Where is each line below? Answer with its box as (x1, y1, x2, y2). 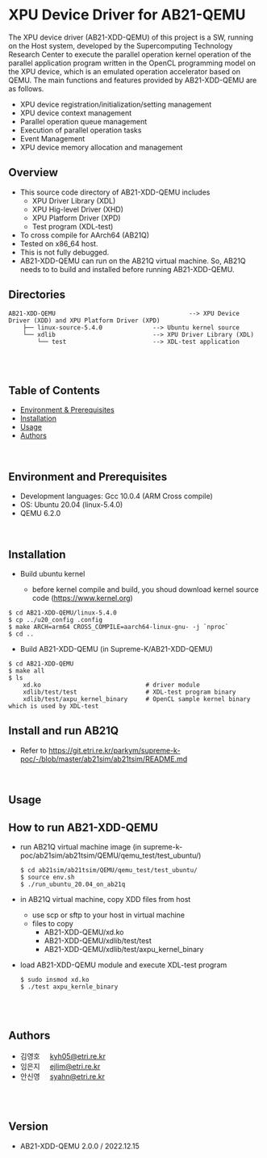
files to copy (31, 919, 74, 929)
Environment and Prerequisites (8, 470, 168, 484)
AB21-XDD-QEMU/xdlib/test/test (44, 936, 152, 946)
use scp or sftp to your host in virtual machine (31, 910, 186, 920)
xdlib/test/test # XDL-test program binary (23, 688, 236, 696)
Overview (8, 166, 59, 179)
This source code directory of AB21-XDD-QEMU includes (19, 187, 211, 197)
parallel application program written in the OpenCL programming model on (8, 58, 257, 68)
